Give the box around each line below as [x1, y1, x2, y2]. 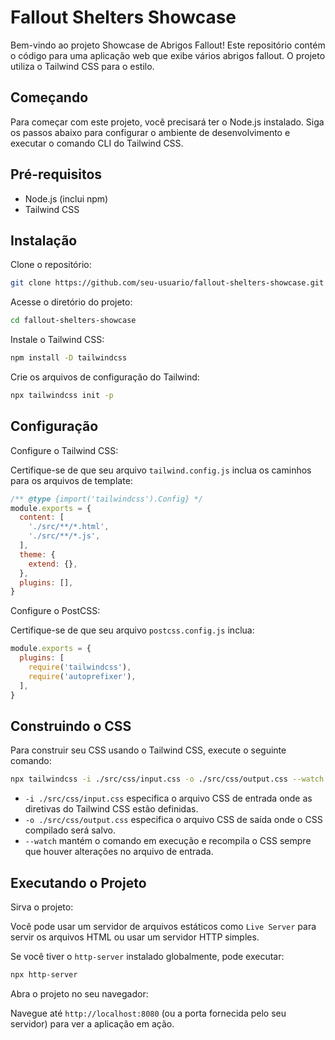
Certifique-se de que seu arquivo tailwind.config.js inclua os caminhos [10, 464, 312, 476]
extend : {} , [28, 559, 78, 569]
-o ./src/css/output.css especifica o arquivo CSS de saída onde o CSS [24, 814, 323, 826]
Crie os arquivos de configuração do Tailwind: [10, 371, 200, 383]
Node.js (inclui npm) [24, 192, 109, 205]
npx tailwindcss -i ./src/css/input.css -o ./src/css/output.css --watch [10, 774, 325, 785]
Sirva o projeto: [10, 901, 74, 913]
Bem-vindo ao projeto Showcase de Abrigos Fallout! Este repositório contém [10, 39, 326, 51]
